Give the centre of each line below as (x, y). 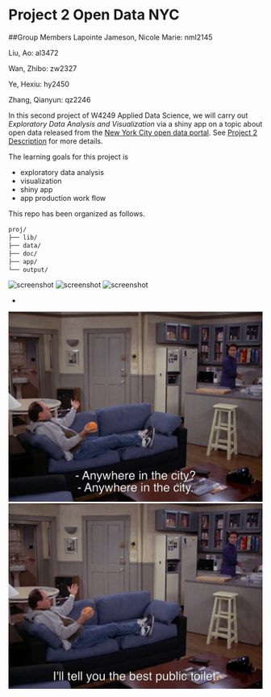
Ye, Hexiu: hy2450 (39, 84)
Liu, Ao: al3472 (33, 52)
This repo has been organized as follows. (77, 213)
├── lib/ (23, 237)
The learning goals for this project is (69, 157)
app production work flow (63, 198)
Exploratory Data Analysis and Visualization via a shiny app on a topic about (135, 123)
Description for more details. (56, 141)
